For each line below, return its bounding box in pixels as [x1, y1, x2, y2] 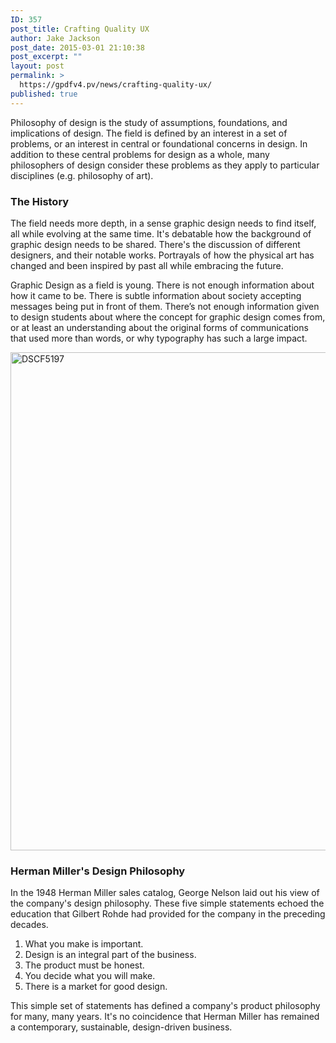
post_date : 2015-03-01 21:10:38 [10, 42, 145, 53]
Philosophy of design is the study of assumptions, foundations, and [10, 116, 288, 128]
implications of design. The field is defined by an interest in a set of [10, 127, 288, 139]
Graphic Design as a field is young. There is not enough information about [10, 279, 315, 291]
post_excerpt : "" [10, 52, 83, 62]
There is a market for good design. [24, 981, 168, 993]
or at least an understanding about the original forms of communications [10, 321, 309, 333]
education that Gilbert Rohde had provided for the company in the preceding [10, 908, 326, 920]
